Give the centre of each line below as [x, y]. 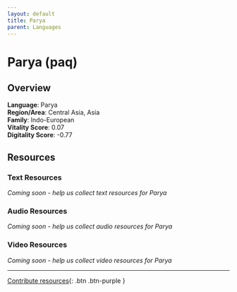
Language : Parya [32, 105]
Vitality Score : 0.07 [36, 127]
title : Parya [26, 21]
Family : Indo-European [41, 120]
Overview [29, 88]
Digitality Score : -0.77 [40, 135]
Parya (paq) [42, 62]
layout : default [31, 14]
